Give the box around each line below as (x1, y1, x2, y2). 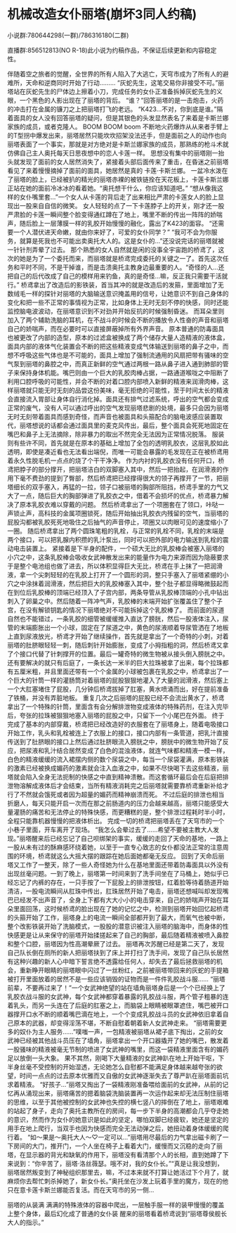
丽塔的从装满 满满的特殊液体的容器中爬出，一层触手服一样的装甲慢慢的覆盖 (7, 1200, 225, 1209)
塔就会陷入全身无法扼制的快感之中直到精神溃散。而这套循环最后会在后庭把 (7, 773, 223, 781)
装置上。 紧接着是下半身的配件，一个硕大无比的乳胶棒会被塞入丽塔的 (25, 544, 225, 553)
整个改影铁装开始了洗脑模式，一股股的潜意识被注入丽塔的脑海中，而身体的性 (7, 922, 229, 930)
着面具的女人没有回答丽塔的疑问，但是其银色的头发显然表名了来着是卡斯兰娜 (7, 113, 229, 122)
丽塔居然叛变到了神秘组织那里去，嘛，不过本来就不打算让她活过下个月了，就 (7, 1168, 229, 1176)
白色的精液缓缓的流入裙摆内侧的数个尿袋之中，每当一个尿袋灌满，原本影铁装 (7, 755, 229, 763)
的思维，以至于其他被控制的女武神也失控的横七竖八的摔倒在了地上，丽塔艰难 (7, 1097, 229, 1106)
